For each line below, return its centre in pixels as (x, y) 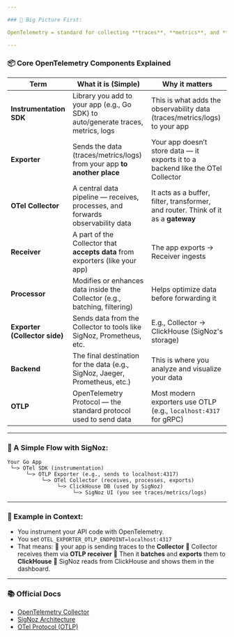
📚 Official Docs (34, 594)
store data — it (175, 151)
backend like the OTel (187, 168)
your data (167, 377)
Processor (28, 294)
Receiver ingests (179, 256)
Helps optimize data (184, 289)
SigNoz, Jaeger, (99, 373)
